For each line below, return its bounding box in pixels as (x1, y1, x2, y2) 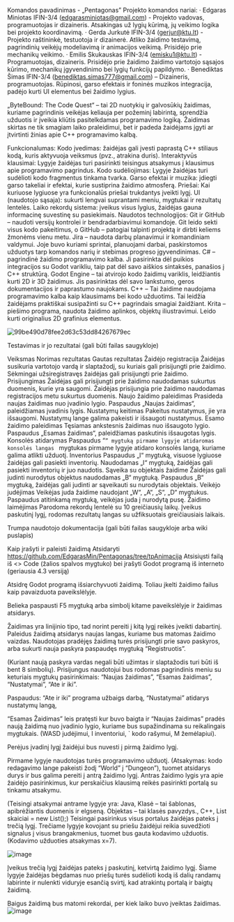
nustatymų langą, (7, 701, 57, 709)
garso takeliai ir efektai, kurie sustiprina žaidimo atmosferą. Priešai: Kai (7, 181, 210, 189)
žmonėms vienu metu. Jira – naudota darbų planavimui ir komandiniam (7, 233, 210, 241)
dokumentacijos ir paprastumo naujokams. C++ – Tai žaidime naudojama (7, 285, 216, 293)
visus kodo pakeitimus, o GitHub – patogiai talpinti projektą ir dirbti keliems (7, 226, 221, 233)
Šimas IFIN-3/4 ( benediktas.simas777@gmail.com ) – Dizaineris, (7, 72, 190, 81)
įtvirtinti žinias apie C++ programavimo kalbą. (7, 130, 138, 139)
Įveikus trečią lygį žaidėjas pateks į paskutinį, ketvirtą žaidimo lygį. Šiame (7, 863, 217, 872)
